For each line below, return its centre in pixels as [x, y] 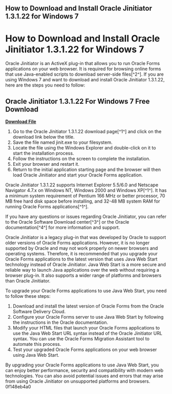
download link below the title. [44, 137]
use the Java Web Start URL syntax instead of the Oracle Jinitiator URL [88, 333]
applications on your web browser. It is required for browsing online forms [83, 69]
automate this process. [37, 344]
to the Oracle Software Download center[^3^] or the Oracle [67, 222]
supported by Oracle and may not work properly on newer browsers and [82, 248]
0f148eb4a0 [18, 387]
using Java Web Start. [36, 355]
